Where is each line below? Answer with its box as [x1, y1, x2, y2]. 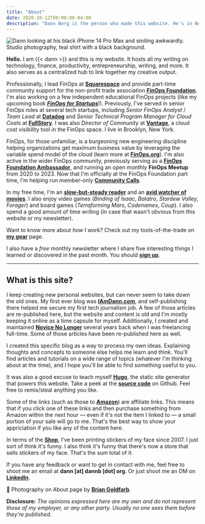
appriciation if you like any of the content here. [6, 424, 124, 432]
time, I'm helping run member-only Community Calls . [6, 177, 142, 184]
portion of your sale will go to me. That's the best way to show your [6, 417, 176, 425]
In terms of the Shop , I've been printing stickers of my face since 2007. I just [6, 436, 198, 444]
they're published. [6, 511, 52, 518]
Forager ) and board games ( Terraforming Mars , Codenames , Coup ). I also [6, 201, 193, 209]
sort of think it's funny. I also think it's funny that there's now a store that [6, 443, 189, 450]
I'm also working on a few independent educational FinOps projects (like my [6, 93, 197, 101]
